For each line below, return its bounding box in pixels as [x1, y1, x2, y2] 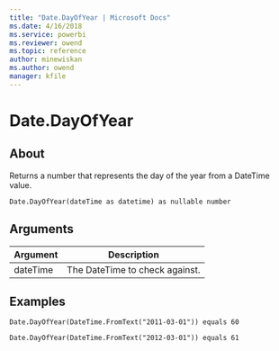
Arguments [9, 221, 75, 237]
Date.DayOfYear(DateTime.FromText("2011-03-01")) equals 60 [9, 318, 240, 327]
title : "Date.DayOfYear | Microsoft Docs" [9, 13, 171, 22]
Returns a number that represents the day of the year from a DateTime [9, 170, 270, 181]
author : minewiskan [9, 55, 83, 64]
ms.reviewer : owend [9, 38, 83, 48]
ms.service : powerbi [9, 30, 87, 39]
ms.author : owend [9, 64, 75, 73]
